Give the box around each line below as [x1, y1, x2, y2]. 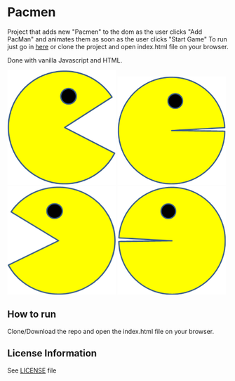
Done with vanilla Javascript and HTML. [7, 56, 123, 64]
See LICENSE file [7, 366, 57, 375]
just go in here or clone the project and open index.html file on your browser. [7, 42, 229, 51]
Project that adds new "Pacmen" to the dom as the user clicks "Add [7, 27, 203, 36]
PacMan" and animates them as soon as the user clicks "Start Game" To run [7, 34, 228, 43]
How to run [7, 309, 57, 321]
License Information [7, 347, 97, 359]
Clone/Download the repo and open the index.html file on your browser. [7, 327, 215, 335]
